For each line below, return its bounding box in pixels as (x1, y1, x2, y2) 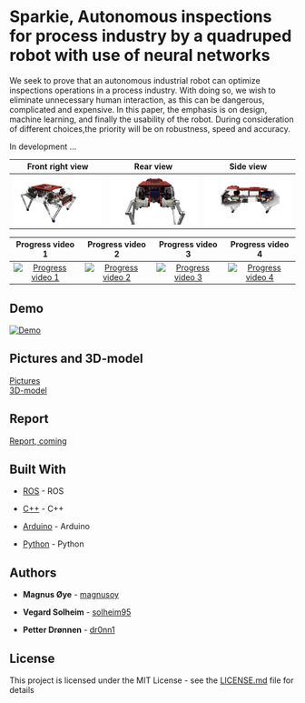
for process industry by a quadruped (9, 25, 292, 46)
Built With (9, 462, 66, 477)
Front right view (26, 161, 89, 172)
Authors (9, 565, 57, 580)
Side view (229, 161, 268, 172)
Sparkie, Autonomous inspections (9, 6, 272, 27)
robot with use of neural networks (9, 45, 271, 65)
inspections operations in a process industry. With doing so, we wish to (9, 85, 276, 95)
